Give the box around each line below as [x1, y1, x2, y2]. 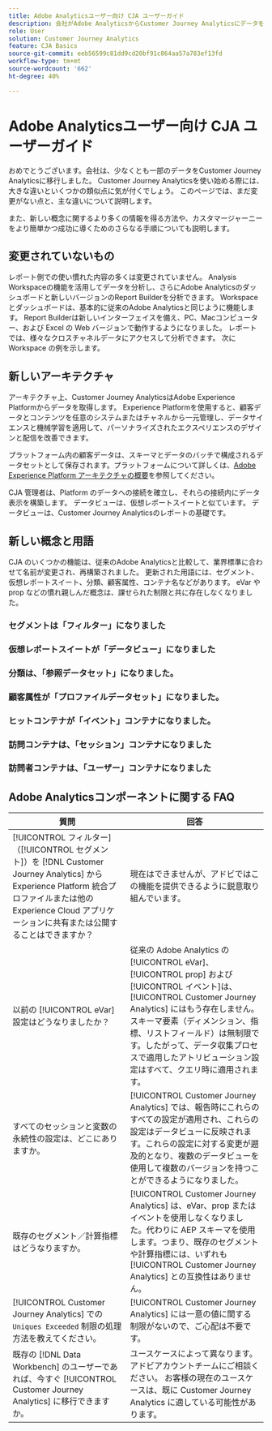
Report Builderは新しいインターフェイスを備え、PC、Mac [23, 313, 216, 323]
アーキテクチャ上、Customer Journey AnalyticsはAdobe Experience [8, 393, 236, 402]
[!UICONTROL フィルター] [12, 832, 112, 844]
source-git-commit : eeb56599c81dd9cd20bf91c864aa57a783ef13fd [8, 49, 223, 58]
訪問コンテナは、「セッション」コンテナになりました [8, 739, 212, 750]
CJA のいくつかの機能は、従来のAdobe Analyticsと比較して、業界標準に [8, 557, 249, 566]
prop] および [185, 969, 233, 980]
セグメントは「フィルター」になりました [8, 620, 166, 631]
